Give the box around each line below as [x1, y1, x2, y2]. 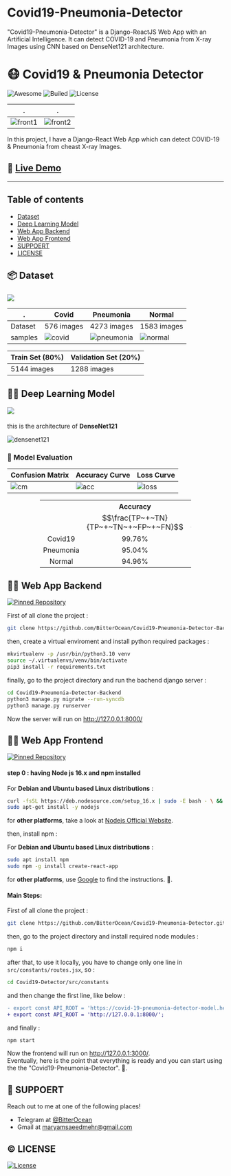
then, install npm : [7, 830, 58, 838]
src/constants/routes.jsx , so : [7, 965, 95, 974]
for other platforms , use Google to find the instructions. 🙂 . [7, 875, 173, 884]
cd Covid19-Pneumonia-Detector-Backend [7, 689, 122, 696]
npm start [7, 1037, 36, 1043]
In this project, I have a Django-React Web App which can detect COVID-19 [7, 135, 220, 143]
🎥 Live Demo [7, 162, 62, 174]
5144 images [10, 364, 54, 374]
